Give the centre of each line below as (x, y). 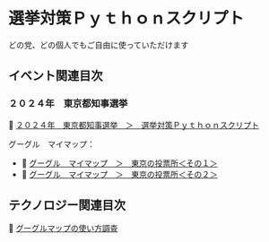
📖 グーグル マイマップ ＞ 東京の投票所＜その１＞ (119, 163)
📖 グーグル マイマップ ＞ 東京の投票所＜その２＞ (119, 174)
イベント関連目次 (56, 76)
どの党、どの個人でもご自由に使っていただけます (99, 45)
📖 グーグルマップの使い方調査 (63, 229)
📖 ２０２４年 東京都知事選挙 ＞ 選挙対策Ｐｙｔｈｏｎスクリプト (134, 125)
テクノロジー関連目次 (67, 206)
